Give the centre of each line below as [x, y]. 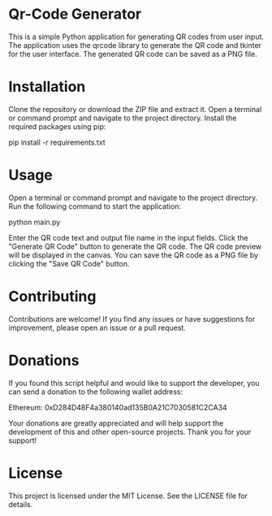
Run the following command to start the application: [95, 206]
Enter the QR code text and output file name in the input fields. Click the [129, 237]
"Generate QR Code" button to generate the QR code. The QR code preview [135, 246]
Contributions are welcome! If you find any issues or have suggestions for [132, 319]
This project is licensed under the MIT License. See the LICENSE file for [128, 496]
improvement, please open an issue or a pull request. [97, 327]
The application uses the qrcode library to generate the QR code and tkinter [135, 45]
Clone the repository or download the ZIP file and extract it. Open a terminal [135, 109]
